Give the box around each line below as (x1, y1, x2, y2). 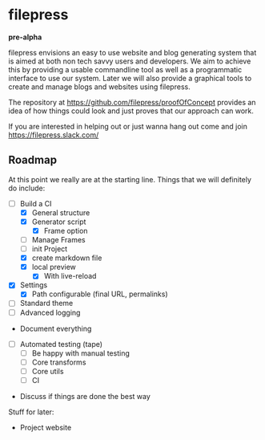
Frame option (43, 226, 88, 235)
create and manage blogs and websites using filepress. (8, 82, 191, 92)
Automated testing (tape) (19, 339, 102, 348)
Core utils (31, 366, 64, 376)
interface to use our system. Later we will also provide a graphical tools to (8, 73, 252, 83)
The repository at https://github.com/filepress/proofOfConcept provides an (8, 97, 256, 107)
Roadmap (8, 153, 58, 167)
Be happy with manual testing (31, 348, 130, 358)
